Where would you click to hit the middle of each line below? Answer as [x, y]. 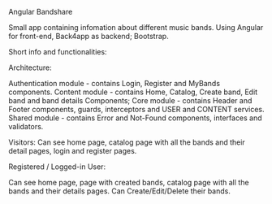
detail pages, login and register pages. [73, 151]
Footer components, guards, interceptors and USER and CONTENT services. [136, 109]
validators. [26, 126]
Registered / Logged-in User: [57, 167]
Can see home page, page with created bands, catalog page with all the [129, 182]
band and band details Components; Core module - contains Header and [130, 100]
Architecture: [30, 67]
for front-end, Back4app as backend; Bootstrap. [89, 36]
